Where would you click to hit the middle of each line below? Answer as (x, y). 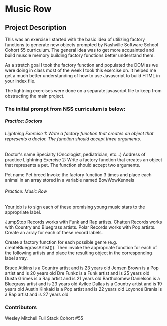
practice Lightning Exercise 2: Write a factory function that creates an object (83, 160)
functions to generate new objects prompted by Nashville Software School (82, 45)
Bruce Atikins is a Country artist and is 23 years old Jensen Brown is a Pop (82, 268)
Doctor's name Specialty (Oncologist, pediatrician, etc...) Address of (75, 154)
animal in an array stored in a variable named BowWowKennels (70, 180)
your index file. (20, 81)
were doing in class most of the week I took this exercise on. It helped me (81, 70)
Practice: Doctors (24, 121)
